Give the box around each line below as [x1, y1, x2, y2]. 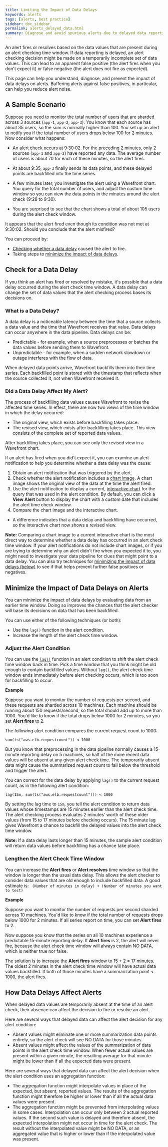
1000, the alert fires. [5, 974, 46, 980]
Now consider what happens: [5, 135, 66, 141]
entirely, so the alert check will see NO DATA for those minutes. [12, 1037, 143, 1043]
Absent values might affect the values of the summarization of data [12, 1042, 151, 1048]
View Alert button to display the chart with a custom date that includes [12, 496, 158, 502]
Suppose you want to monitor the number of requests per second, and [5, 697, 150, 703]
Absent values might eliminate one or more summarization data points [12, 1031, 157, 1037]
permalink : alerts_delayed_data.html [5, 26, 84, 31]
